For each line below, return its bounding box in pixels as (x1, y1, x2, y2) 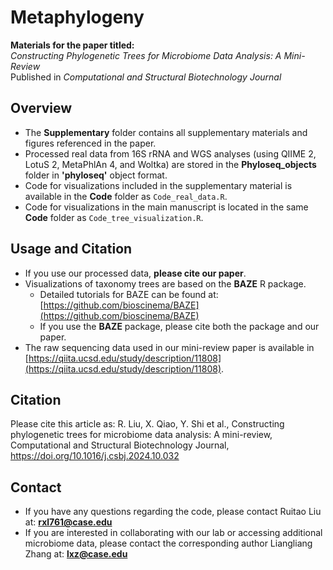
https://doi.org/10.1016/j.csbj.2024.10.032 (10, 450, 180, 462)
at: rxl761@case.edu (24, 516, 113, 528)
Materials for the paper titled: (10, 39, 135, 51)
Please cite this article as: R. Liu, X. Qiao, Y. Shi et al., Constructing (10, 418, 285, 430)
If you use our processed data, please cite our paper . (24, 267, 247, 279)
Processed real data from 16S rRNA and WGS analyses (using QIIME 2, (24, 147, 317, 160)
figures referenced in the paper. (24, 137, 157, 149)
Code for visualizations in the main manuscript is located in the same (24, 201, 309, 213)
